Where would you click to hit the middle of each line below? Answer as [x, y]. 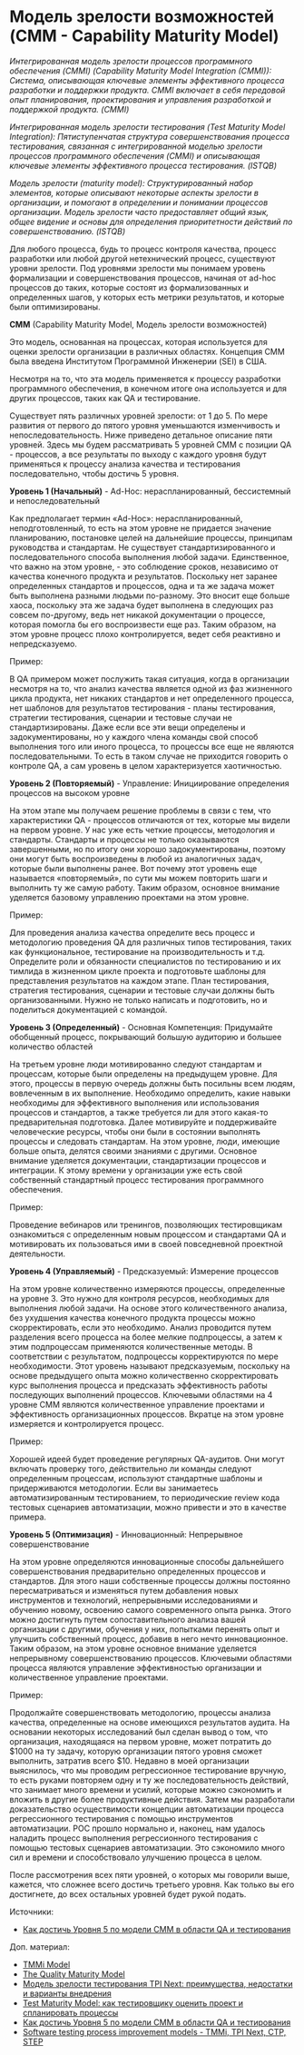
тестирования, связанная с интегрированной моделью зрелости [136, 146]
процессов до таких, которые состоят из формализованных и [129, 287]
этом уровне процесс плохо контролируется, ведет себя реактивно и [145, 634]
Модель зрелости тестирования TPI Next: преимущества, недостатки [157, 1983]
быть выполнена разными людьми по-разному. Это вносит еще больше [150, 595]
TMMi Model [46, 1964]
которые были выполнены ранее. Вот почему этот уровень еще [133, 868]
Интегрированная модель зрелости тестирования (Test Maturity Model [147, 127]
